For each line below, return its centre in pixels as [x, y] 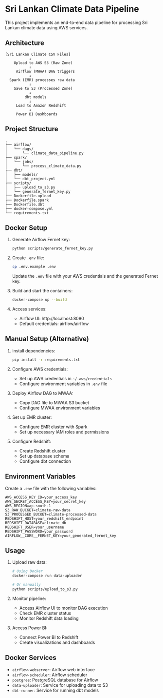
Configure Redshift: [32, 441]
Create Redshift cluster [42, 451]
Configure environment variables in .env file [63, 384]
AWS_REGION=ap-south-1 [28, 506]
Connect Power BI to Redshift [49, 637]
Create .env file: [28, 258]
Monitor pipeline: [29, 598]
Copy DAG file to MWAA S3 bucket [54, 402]
